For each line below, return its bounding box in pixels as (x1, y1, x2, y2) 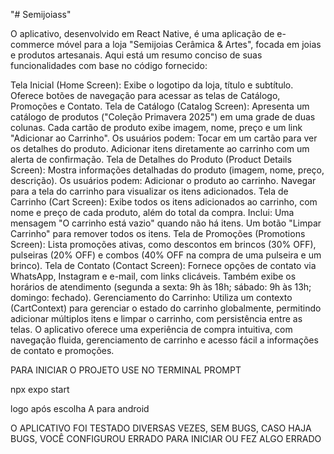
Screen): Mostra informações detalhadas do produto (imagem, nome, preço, (10, 164, 325, 176)
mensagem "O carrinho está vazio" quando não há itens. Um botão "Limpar (10, 217, 322, 229)
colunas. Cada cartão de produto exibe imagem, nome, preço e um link (10, 122, 303, 133)
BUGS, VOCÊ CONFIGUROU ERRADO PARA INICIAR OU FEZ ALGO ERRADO (10, 433, 322, 444)
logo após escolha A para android (10, 403, 150, 414)
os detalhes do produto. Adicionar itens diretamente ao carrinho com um (10, 143, 310, 154)
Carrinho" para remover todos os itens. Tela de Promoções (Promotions (10, 228, 306, 239)
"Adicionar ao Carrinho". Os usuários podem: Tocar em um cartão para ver (10, 132, 318, 144)
